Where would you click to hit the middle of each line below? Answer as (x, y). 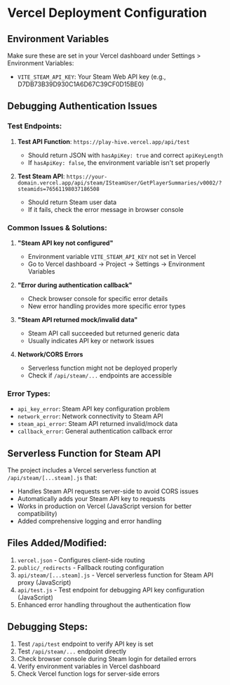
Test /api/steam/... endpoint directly (72, 651)
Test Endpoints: (35, 126)
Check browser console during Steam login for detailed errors (107, 658)
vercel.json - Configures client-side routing (81, 560)
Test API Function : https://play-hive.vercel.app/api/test (103, 141)
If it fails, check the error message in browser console (106, 209)
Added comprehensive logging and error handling (89, 521)
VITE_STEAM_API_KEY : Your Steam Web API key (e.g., (92, 77)
